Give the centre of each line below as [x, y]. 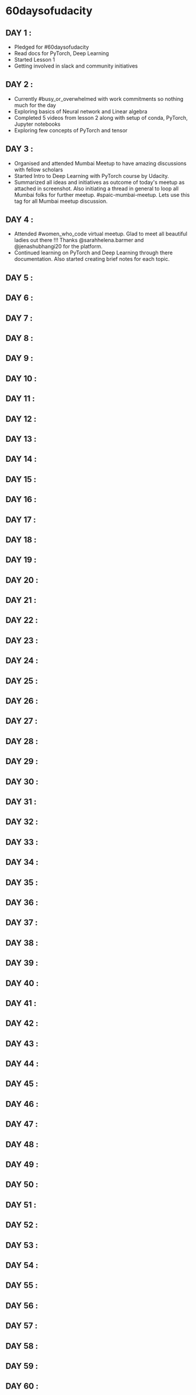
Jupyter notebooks [37, 124]
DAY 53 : [22, 1245]
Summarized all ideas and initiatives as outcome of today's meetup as [99, 182]
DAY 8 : [20, 338]
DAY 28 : [22, 741]
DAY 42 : [22, 1024]
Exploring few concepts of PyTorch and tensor [71, 130]
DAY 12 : [21, 419]
